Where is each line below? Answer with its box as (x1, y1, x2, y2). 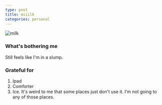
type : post (5, 7, 28, 12)
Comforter (12, 83, 34, 89)
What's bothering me (5, 43, 58, 50)
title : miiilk (5, 12, 35, 17)
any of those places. (12, 93, 55, 100)
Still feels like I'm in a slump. (5, 54, 63, 60)
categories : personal (5, 16, 50, 21)
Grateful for (5, 66, 34, 73)
